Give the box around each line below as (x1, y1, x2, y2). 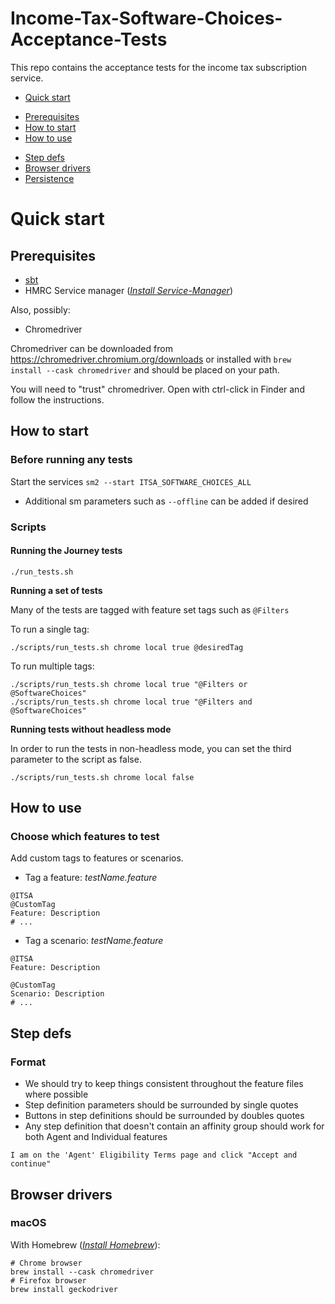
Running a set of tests (10, 584, 103, 596)
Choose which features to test (10, 830, 160, 844)
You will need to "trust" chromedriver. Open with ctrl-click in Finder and (10, 383, 305, 395)
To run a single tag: (10, 623, 90, 635)
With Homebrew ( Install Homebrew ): (10, 1238, 161, 1251)
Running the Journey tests (10, 545, 123, 557)
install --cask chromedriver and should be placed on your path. (10, 363, 280, 376)
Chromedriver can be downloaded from (10, 342, 173, 354)
